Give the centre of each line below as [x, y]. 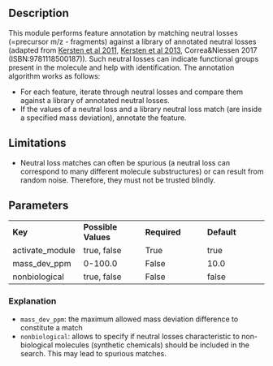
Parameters [39, 206]
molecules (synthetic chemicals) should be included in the [152, 345]
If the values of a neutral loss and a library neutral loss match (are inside [141, 109]
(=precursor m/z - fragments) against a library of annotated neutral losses [132, 41]
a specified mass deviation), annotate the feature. [103, 118]
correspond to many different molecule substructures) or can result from [142, 171]
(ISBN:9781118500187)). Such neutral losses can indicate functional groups [134, 58]
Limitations [37, 143]
